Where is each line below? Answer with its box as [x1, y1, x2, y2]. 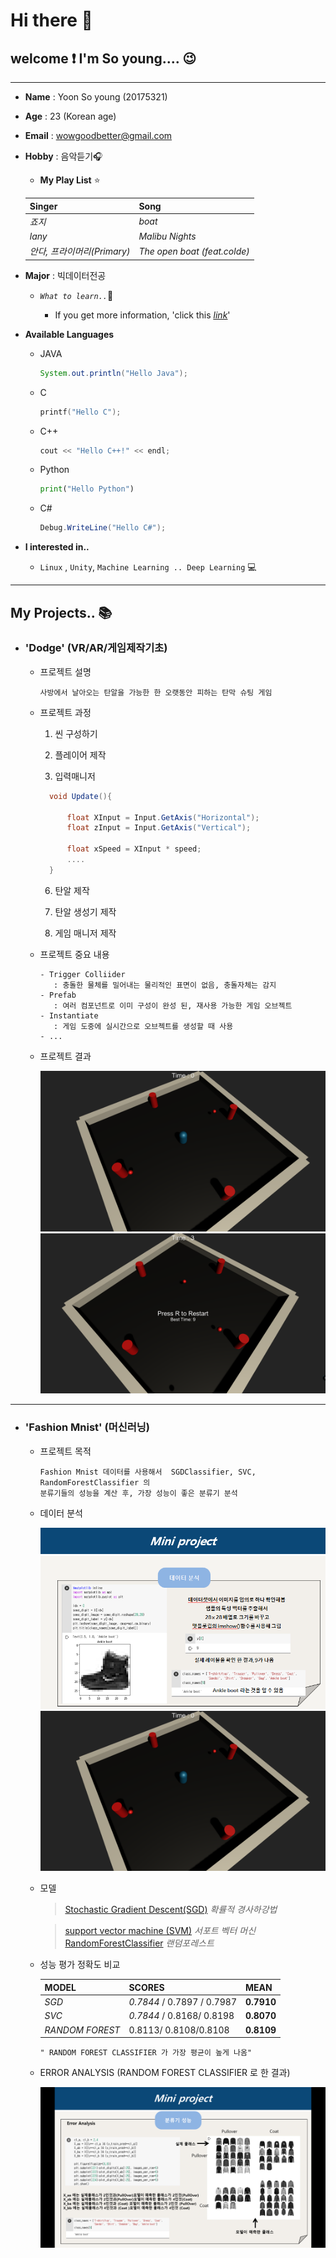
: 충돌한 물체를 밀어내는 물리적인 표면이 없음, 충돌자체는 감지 [53, 980, 277, 990]
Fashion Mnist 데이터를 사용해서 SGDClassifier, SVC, [39, 1467, 257, 1477]
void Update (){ [48, 791, 113, 801]
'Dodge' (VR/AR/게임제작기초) [24, 641, 168, 655]
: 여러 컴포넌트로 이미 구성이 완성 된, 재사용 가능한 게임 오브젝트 [53, 1000, 293, 1011]
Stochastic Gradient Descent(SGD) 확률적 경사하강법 [64, 1904, 278, 1916]
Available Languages [24, 328, 115, 340]
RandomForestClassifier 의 [39, 1477, 151, 1488]
